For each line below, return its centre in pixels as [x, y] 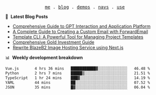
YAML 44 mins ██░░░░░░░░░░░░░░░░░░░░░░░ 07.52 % [78, 82]
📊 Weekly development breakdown [44, 57]
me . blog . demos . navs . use [85, 7]
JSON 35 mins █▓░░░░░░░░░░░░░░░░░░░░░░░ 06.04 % [78, 87]
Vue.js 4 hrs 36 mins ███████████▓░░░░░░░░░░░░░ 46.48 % [78, 68]
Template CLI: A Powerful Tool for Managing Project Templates [78, 37]
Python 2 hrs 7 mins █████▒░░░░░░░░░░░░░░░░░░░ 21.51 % [78, 73]
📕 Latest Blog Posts [27, 16]
